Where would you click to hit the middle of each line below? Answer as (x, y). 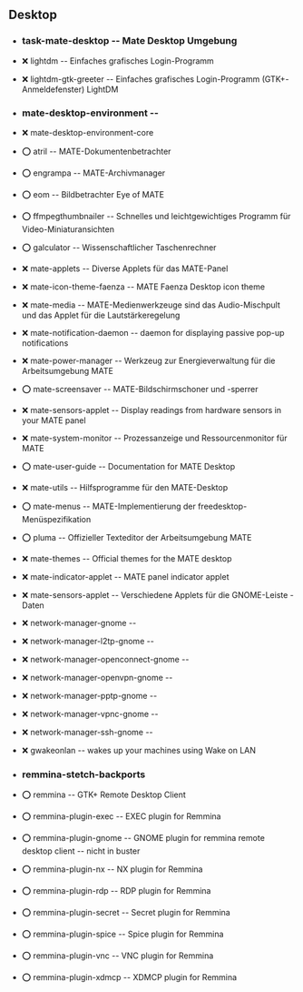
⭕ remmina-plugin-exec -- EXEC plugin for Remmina (121, 816)
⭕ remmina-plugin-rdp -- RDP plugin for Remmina (116, 891)
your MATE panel (54, 420)
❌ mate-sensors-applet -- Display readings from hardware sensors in (151, 410)
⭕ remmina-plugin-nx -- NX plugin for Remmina (112, 869)
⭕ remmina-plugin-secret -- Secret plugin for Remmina (126, 913)
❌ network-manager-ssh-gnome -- (87, 732)
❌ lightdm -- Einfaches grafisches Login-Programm (117, 61)
